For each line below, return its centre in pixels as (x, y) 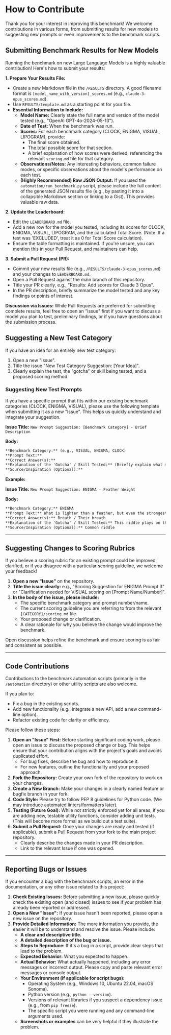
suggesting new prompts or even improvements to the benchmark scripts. (83, 34)
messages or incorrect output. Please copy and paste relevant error (91, 967)
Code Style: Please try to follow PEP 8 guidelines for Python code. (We (87, 800)
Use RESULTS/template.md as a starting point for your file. (72, 104)
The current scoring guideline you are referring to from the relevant (91, 608)
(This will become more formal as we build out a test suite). (75, 821)
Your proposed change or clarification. (61, 619)
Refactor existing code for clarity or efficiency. (61, 720)
